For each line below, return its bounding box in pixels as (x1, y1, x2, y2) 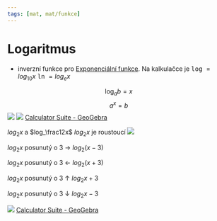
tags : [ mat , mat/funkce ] (7, 10, 81, 18)
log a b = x (105, 87, 133, 98)
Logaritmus (7, 40, 76, 57)
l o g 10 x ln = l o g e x (17, 72, 71, 82)
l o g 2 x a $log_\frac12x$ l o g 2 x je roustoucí (7, 127, 126, 138)
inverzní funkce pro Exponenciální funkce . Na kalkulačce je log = (17, 64, 211, 73)
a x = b (109, 100, 129, 110)
